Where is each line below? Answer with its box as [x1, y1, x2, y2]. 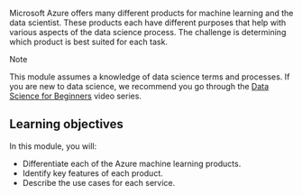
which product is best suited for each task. [9, 36, 169, 47]
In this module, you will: [9, 140, 97, 152]
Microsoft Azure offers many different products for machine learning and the [9, 8, 294, 18]
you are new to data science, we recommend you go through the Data [9, 81, 270, 91]
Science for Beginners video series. [9, 90, 142, 101]
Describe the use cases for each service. [22, 177, 176, 188]
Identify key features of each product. [22, 167, 164, 179]
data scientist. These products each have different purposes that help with [9, 17, 287, 28]
